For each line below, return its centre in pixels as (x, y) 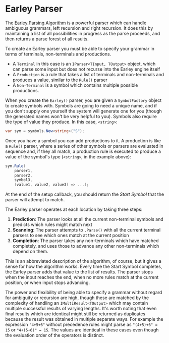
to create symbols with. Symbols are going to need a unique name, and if (81, 105)
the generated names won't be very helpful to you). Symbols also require (81, 116)
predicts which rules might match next (52, 224)
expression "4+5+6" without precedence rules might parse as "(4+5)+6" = (81, 325)
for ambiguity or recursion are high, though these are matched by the (77, 298)
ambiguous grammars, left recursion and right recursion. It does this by (79, 28)
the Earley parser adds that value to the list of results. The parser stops (79, 272)
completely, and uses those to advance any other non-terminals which (86, 246)
